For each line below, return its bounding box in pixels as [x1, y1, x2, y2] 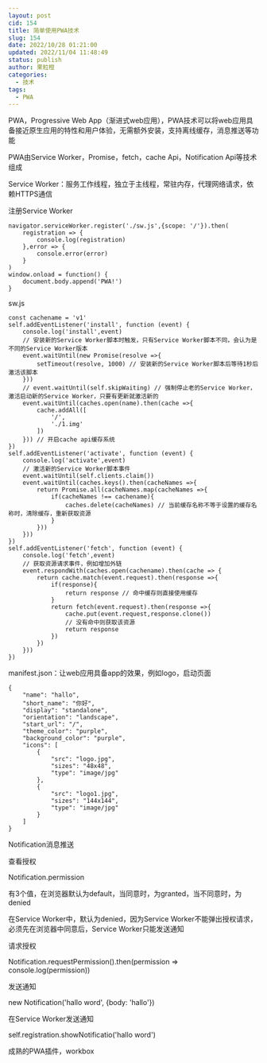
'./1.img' [50, 421, 83, 429]
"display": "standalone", [22, 707, 109, 715]
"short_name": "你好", [22, 700, 95, 708]
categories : [8, 71, 48, 79]
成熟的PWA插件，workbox [8, 1046, 95, 1056]
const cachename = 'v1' [8, 314, 87, 322]
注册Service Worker [8, 206, 73, 215]
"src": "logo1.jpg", [50, 790, 119, 798]
